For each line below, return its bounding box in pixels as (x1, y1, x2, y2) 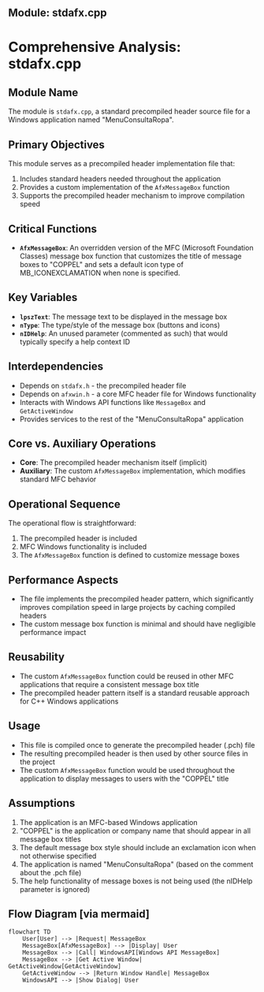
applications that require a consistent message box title (19, 679, 199, 689)
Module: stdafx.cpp (8, 6, 108, 20)
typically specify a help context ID (19, 336, 131, 346)
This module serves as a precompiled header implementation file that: (8, 159, 235, 169)
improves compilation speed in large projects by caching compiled (19, 603, 236, 612)
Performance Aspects (8, 573, 119, 586)
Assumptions (8, 797, 76, 810)
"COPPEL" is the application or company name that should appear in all (19, 826, 251, 835)
